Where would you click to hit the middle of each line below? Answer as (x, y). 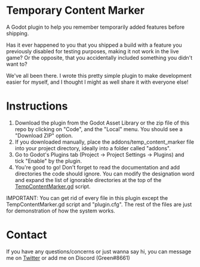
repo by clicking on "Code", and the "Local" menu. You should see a (99, 129)
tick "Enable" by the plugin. (48, 161)
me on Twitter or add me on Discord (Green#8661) (68, 257)
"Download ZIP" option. (44, 135)
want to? (17, 64)
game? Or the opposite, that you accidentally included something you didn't (99, 57)
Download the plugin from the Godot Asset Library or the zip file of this (102, 123)
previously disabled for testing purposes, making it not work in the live (93, 51)
